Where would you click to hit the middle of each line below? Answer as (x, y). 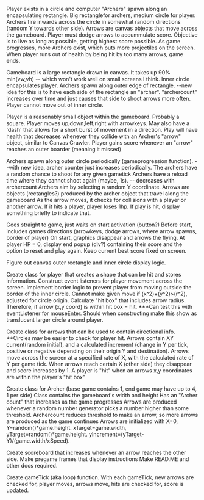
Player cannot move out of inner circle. (55, 105)
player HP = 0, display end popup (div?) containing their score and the (94, 244)
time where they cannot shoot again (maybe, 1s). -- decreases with (90, 180)
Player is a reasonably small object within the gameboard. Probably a (93, 117)
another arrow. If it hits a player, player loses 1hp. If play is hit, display (93, 206)
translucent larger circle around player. (55, 320)
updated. (18, 490)
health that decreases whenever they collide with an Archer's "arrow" (94, 136)
